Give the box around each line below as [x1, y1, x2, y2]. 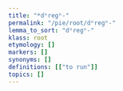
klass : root [8, 33, 48, 42]
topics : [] [8, 70, 45, 78]
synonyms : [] [8, 56, 52, 64]
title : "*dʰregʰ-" [8, 11, 69, 20]
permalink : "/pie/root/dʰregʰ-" [8, 19, 116, 27]
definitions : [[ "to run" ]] [8, 63, 98, 71]
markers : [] [8, 48, 48, 56]
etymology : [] [8, 41, 56, 49]
